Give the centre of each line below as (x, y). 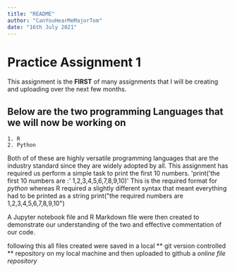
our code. (22, 232)
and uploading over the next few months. (67, 89)
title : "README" (31, 14)
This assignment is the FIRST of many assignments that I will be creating (113, 81)
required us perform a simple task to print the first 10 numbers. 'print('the (114, 174)
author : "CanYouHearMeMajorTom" (55, 21)
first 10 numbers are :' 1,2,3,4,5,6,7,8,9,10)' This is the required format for (112, 181)
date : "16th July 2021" (42, 27)
